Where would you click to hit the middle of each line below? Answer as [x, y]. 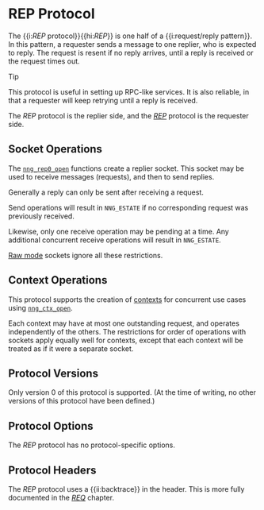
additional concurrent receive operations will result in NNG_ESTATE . [115, 240]
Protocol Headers [52, 470]
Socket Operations [55, 149]
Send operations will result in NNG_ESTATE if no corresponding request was [128, 207]
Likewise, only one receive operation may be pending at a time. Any [119, 231]
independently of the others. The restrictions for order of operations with [127, 331]
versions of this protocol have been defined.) [82, 401]
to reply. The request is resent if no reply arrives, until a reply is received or [131, 52]
